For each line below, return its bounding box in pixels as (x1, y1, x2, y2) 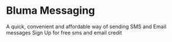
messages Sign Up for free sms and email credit (6, 29, 122, 36)
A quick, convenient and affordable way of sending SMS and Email (6, 23, 167, 30)
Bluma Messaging (6, 4, 95, 17)
